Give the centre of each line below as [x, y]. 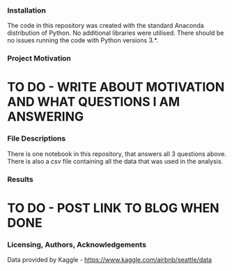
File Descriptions [37, 139]
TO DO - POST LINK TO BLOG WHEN [113, 208]
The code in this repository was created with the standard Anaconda [106, 26]
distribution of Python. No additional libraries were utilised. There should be [116, 33]
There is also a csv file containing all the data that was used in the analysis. [115, 161]
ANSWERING [46, 117]
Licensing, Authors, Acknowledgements [77, 245]
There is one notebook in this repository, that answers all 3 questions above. [117, 154]
